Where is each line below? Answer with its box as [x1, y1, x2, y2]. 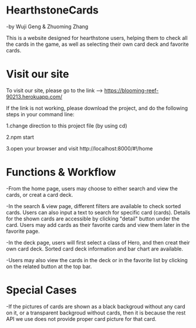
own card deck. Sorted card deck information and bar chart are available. [6, 245, 184, 252]
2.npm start [6, 133, 34, 140]
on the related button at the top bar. [6, 263, 92, 270]
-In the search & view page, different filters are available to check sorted [6, 202, 181, 209]
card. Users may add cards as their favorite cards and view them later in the [6, 221, 190, 228]
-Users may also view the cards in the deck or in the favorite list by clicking [6, 256, 188, 263]
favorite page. [6, 227, 40, 235]
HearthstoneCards [6, 4, 99, 17]
